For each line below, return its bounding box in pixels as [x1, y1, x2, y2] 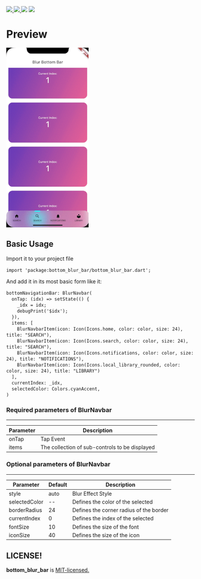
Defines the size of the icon [72, 531, 140, 538]
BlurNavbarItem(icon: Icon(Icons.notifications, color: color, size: [17, 350, 194, 356]
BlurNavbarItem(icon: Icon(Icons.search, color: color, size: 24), [17, 338, 188, 344]
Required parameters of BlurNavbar [6, 405, 112, 414]
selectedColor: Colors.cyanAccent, [11, 386, 100, 392]
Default [48, 481, 68, 489]
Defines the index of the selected [72, 515, 154, 522]
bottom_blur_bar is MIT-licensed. [6, 566, 90, 574]
